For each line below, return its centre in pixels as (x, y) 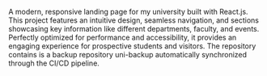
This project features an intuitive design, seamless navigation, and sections (133, 20)
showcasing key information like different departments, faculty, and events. (134, 29)
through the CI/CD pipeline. (54, 63)
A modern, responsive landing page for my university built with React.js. (128, 12)
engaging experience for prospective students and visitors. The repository (132, 46)
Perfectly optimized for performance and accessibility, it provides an (123, 37)
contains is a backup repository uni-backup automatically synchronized (128, 55)
